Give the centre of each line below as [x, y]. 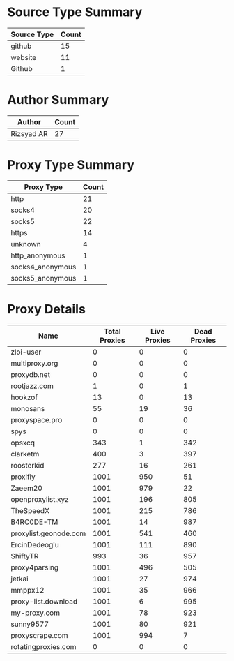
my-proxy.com [36, 613]
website [24, 57]
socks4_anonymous [44, 267]
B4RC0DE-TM [34, 522]
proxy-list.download [44, 601]
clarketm [25, 454]
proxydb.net [31, 374]
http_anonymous [38, 255]
